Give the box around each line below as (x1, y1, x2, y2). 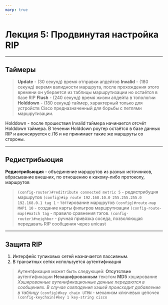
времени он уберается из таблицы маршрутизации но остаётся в (17, 89, 158, 95)
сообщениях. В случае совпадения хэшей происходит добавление (17, 284, 161, 290)
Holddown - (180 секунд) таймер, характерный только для (17, 100, 143, 106)
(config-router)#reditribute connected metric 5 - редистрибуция (17, 189, 158, 195)
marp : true (5, 7, 28, 12)
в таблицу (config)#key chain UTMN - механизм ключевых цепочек (17, 289, 159, 295)
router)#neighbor (17, 216, 54, 221)
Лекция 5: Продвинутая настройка (5, 28, 159, 40)
